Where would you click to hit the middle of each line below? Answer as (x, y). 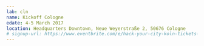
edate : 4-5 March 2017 (35, 23)
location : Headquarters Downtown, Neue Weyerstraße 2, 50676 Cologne (96, 28)
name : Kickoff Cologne (35, 17)
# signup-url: (24, 34)
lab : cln (17, 12)
